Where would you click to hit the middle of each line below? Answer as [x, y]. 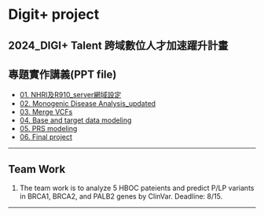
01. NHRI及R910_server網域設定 [70, 95]
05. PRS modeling [48, 129]
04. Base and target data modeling [75, 120]
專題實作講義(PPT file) [62, 74]
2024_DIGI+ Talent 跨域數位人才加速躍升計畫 [118, 45]
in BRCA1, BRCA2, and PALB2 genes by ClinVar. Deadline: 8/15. [121, 196]
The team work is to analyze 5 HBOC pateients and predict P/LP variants [137, 188]
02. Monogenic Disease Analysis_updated [87, 104]
